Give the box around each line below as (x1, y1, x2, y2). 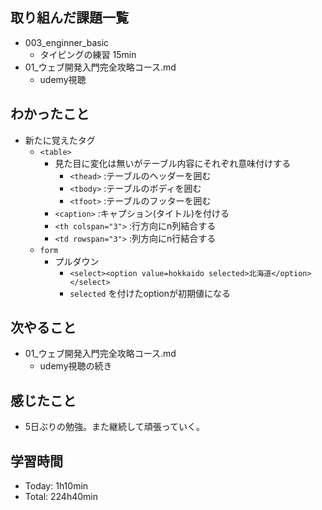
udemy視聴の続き (39, 360, 113, 372)
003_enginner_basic (24, 36, 110, 48)
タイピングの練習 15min (39, 48, 137, 60)
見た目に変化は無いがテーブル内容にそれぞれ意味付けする (54, 157, 292, 169)
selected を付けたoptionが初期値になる (69, 287, 232, 299)
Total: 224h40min (24, 491, 98, 503)
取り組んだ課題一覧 (10, 9, 129, 27)
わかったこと (10, 106, 90, 123)
